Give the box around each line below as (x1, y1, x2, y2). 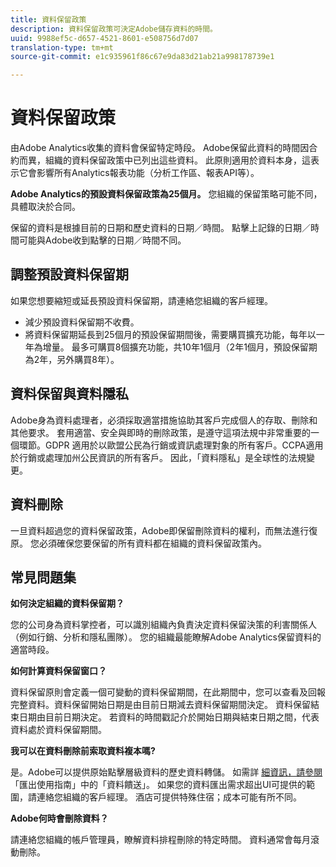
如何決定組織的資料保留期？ (10, 597, 125, 610)
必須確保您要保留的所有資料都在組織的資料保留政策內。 (38, 537, 267, 549)
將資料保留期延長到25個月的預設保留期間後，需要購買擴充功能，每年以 (24, 328, 317, 340)
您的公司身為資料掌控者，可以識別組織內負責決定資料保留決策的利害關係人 (10, 619, 317, 631)
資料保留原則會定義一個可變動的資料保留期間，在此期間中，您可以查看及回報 (10, 686, 326, 698)
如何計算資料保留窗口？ (10, 665, 107, 677)
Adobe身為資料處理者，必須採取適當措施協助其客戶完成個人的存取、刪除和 (10, 414, 318, 426)
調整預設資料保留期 (10, 266, 129, 283)
